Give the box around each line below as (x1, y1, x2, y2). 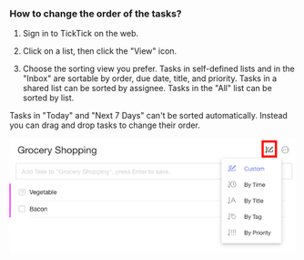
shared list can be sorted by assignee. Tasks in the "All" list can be (22, 83, 273, 94)
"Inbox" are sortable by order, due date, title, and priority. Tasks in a (22, 73, 278, 84)
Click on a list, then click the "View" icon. (22, 46, 177, 57)
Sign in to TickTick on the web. (22, 28, 139, 39)
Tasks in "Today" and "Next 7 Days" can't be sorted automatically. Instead (9, 110, 289, 121)
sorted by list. (22, 92, 75, 103)
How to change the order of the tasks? (9, 7, 182, 20)
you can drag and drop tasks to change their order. (9, 120, 200, 130)
